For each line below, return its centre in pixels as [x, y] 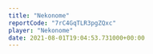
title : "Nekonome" [39, 15]
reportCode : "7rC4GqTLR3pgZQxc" [62, 23]
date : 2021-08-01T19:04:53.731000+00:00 [77, 38]
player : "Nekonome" [41, 30]
